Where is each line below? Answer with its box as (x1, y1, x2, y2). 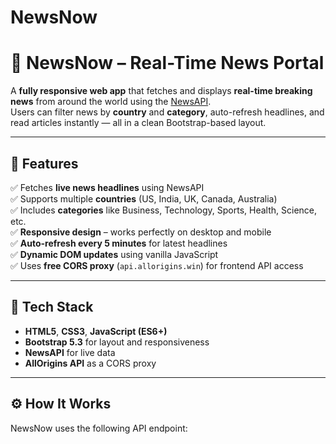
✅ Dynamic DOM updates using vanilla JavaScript (10, 248, 219, 260)
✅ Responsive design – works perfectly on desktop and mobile (10, 226, 272, 238)
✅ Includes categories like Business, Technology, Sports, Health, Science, (10, 204, 318, 216)
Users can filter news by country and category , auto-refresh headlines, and (10, 106, 325, 118)
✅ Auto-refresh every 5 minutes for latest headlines (10, 237, 228, 249)
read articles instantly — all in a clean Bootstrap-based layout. (10, 117, 267, 129)
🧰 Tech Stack (10, 299, 94, 316)
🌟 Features (10, 155, 79, 172)
